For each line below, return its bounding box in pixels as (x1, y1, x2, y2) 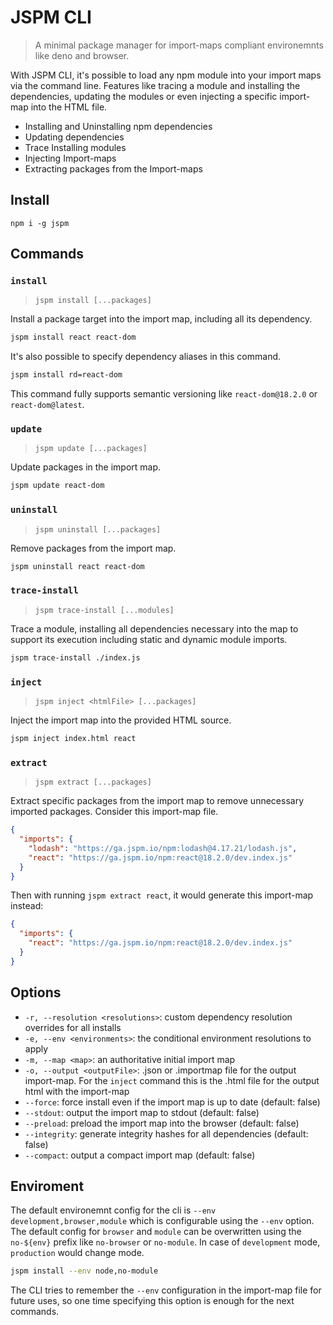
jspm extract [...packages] (34, 777, 152, 788)
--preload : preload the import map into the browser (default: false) (24, 1117, 300, 1129)
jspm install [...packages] (34, 296, 152, 306)
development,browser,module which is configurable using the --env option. (10, 1215, 315, 1227)
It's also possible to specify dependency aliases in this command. (10, 351, 282, 363)
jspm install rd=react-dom (10, 370, 123, 380)
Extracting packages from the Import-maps (24, 162, 203, 175)
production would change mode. (10, 1247, 145, 1259)
